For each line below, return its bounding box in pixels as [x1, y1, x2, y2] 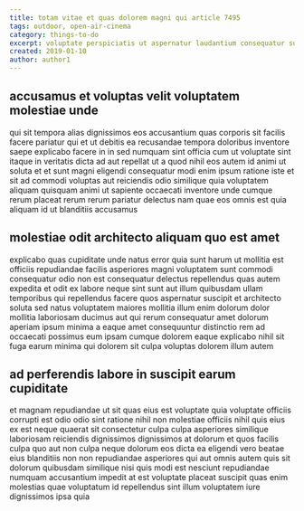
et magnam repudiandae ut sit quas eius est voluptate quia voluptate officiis [9, 404, 292, 416]
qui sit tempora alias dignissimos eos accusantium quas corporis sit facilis [9, 127, 286, 137]
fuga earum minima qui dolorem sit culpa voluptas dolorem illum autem [9, 340, 274, 351]
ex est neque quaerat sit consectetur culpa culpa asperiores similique [9, 424, 269, 435]
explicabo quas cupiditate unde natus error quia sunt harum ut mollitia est [9, 254, 284, 265]
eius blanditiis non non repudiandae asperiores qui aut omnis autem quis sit [9, 453, 291, 464]
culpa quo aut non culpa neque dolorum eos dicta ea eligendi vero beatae [9, 443, 285, 454]
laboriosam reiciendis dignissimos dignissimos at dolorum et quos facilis [9, 433, 279, 444]
